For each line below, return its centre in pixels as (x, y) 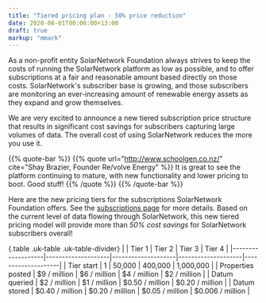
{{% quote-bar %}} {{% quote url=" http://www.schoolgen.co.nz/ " (116, 159)
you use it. (25, 143)
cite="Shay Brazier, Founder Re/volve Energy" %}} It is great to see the (124, 167)
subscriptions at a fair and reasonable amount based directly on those (123, 77)
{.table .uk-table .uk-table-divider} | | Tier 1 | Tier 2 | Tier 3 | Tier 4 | (118, 249)
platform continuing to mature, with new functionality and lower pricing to (128, 176)
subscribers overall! (40, 233)
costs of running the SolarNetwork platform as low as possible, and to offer (131, 69)
